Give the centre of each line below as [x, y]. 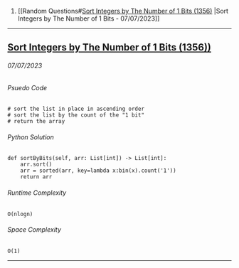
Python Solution [31, 137]
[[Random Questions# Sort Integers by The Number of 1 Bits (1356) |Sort [123, 11]
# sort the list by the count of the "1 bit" [76, 115]
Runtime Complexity [37, 193]
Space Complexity [34, 230]
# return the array [36, 122]
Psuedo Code [27, 87]
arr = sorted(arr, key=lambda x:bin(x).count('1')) [98, 171]
